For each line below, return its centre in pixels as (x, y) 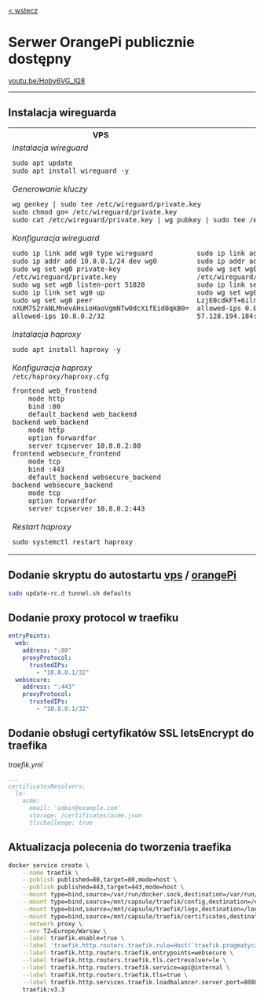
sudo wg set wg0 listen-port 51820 (79, 284)
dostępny (40, 59)
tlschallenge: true (60, 822)
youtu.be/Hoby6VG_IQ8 (47, 80)
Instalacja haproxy (46, 334)
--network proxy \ (52, 924)
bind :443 (46, 469)
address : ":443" (49, 687)
